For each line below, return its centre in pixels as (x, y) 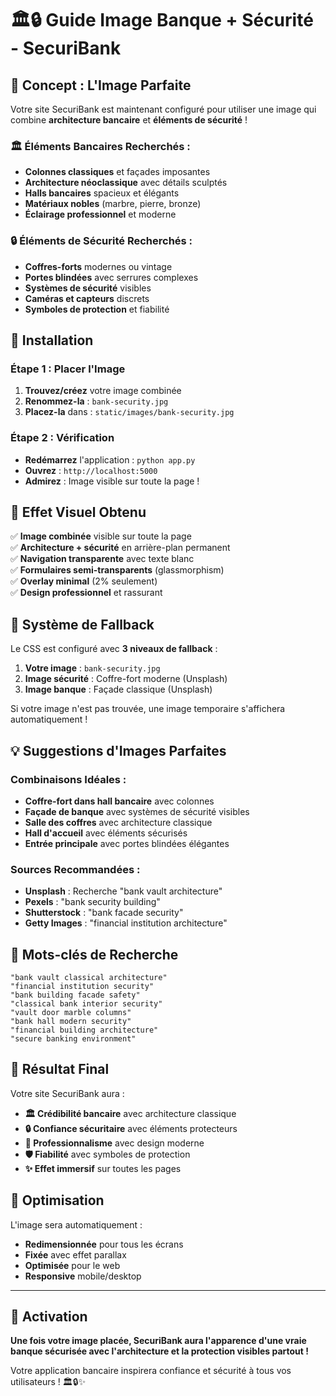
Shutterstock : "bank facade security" (104, 913)
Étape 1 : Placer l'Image (68, 369)
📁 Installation (52, 340)
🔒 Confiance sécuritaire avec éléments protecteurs (131, 1128)
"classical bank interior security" (86, 1004)
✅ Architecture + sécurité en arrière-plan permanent (120, 548)
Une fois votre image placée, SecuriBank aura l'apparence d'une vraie (158, 1341)
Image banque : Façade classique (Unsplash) (118, 689)
